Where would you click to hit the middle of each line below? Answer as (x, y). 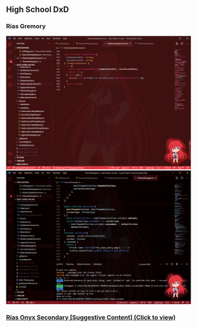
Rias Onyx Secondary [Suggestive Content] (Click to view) (91, 318)
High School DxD (38, 10)
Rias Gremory (26, 26)
